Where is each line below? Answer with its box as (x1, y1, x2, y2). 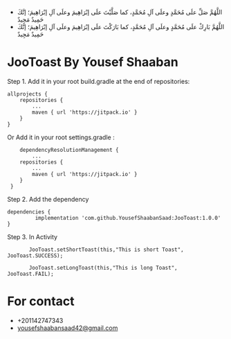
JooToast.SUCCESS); (7, 252, 64, 259)
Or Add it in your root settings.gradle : (7, 133, 115, 141)
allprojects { (7, 90, 48, 98)
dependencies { (7, 208, 51, 216)
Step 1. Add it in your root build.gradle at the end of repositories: (7, 77, 190, 85)
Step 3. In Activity (7, 232, 57, 241)
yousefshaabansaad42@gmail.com (17, 324, 118, 332)
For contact (7, 293, 75, 309)
